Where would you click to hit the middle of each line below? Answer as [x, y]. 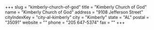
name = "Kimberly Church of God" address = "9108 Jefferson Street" [74, 12]
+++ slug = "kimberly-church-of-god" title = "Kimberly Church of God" [76, 7]
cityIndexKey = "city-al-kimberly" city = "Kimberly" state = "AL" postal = [77, 17]
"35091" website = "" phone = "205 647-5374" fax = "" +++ [65, 22]
